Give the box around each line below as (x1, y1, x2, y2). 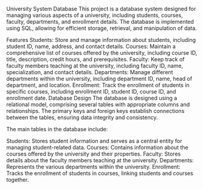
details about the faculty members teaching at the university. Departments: (6, 157, 194, 163)
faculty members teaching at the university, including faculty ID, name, (6, 62, 184, 69)
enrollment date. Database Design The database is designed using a (6, 94, 177, 101)
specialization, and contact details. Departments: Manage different (6, 69, 173, 75)
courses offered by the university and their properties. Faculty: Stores (6, 150, 181, 157)
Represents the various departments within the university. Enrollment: (6, 163, 181, 170)
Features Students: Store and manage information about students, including (6, 36, 196, 43)
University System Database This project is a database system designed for (6, 5, 196, 12)
